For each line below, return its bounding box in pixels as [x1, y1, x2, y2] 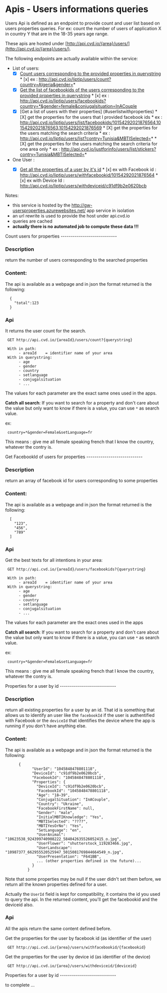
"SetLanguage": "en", [36, 828, 81, 833]
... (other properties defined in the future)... [36, 858, 142, 863]
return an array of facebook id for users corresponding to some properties [5, 478, 158, 484]
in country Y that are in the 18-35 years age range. [5, 31, 109, 37]
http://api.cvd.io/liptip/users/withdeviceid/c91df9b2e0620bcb [19, 183, 147, 189]
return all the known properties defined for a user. [5, 881, 108, 887]
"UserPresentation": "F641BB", [36, 854, 101, 859]
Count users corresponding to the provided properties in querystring [19, 70, 161, 76]
